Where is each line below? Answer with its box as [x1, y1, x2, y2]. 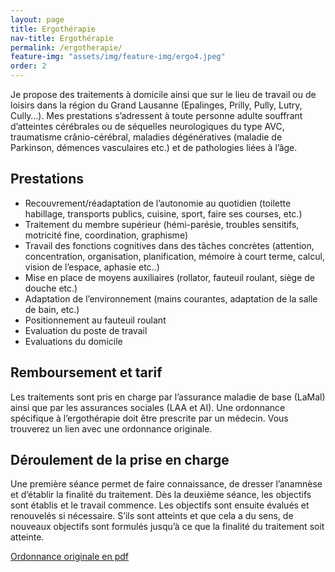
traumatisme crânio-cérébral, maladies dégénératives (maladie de [10, 131, 283, 143]
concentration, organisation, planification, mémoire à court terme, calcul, [24, 250, 325, 262]
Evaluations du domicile [24, 335, 123, 347]
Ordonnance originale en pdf [10, 551, 129, 563]
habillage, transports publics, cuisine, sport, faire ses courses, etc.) [24, 207, 303, 220]
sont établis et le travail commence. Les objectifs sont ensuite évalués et [10, 499, 310, 511]
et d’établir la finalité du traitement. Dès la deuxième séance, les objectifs [10, 489, 312, 501]
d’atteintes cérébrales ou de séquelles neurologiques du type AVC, [10, 121, 285, 132]
